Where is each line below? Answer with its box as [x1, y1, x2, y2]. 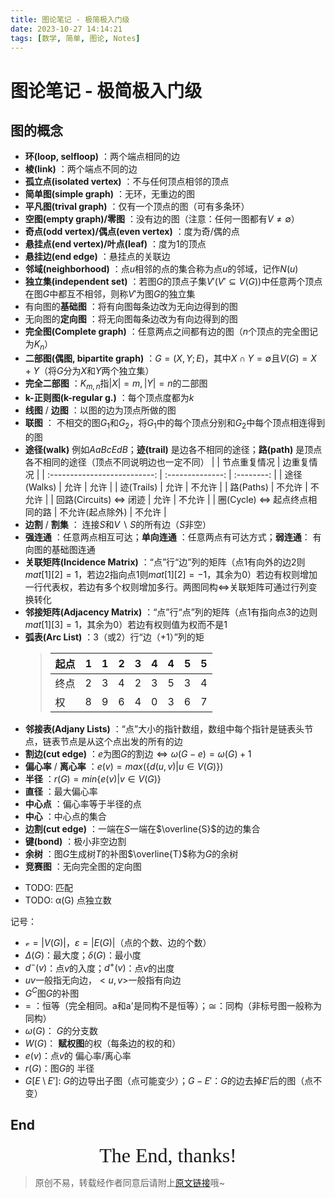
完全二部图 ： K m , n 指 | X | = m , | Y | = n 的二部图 [24, 377, 208, 391]
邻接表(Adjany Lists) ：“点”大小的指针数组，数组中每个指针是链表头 [24, 722, 305, 735]
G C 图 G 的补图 [24, 986, 80, 1000]
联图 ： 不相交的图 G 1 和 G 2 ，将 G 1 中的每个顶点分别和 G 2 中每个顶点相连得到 [24, 416, 326, 431]
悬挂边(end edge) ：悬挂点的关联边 [24, 251, 171, 263]
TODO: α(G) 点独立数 [24, 894, 112, 906]
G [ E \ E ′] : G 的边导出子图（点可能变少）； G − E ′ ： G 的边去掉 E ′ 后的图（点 [24, 1075, 314, 1087]
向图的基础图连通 [24, 543, 96, 555]
